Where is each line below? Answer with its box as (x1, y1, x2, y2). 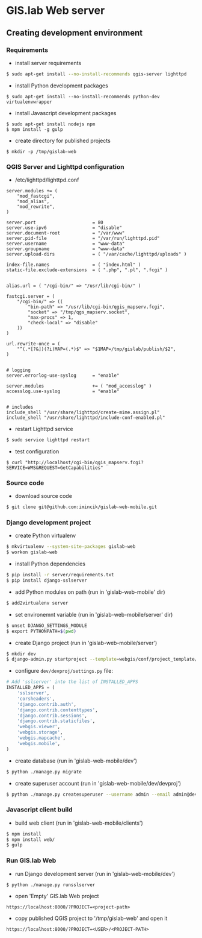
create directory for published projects (14, 137, 111, 144)
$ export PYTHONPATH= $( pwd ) (6, 628, 77, 634)
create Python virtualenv (14, 532, 76, 540)
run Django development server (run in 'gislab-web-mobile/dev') (14, 870, 176, 877)
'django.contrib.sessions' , (17, 713, 87, 719)
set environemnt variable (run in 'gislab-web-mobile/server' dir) (14, 611, 173, 618)
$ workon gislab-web (6, 549, 58, 555)
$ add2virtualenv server (6, 600, 69, 606)
